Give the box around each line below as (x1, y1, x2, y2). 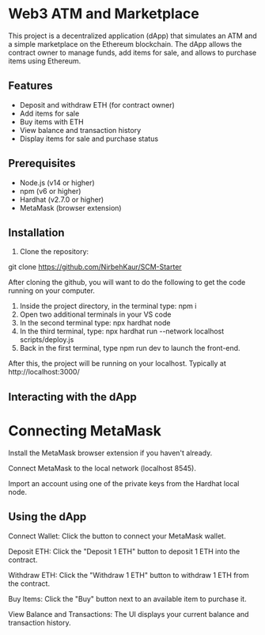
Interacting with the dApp (8, 390, 137, 404)
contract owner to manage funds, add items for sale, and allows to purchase (8, 48, 257, 57)
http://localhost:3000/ (8, 367, 81, 377)
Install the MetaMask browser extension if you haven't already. (8, 448, 213, 458)
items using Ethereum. (8, 56, 81, 66)
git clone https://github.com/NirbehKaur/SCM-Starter (8, 262, 182, 272)
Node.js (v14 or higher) (19, 177, 95, 187)
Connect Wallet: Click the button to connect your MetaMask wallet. (8, 531, 226, 541)
